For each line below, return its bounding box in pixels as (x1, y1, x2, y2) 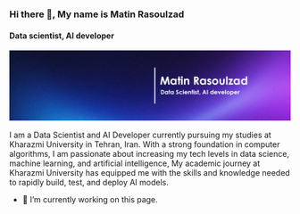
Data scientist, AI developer (9, 30, 114, 41)
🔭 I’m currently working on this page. (21, 194, 158, 205)
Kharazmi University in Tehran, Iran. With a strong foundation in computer (9, 139, 280, 150)
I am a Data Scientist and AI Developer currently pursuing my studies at (9, 129, 272, 141)
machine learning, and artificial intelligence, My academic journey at (9, 158, 261, 169)
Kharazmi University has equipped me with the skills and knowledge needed (9, 168, 290, 178)
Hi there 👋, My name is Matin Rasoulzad (9, 8, 185, 21)
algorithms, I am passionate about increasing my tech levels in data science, (9, 149, 290, 160)
